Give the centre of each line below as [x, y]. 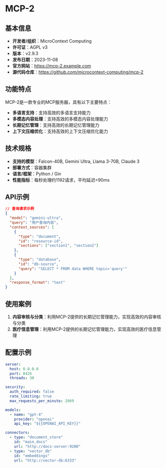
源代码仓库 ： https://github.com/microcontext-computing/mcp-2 [78, 72]
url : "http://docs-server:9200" [47, 446]
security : [15, 387]
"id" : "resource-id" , [41, 241]
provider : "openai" [34, 419]
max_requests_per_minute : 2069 [42, 401]
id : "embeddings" [32, 456]
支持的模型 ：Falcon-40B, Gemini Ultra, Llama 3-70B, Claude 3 [76, 161]
